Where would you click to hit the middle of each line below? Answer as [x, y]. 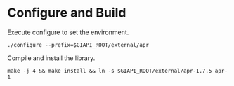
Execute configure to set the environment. [68, 32]
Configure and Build [67, 13]
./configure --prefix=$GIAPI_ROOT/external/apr [78, 45]
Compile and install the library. [51, 58]
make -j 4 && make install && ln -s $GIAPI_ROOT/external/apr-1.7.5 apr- [118, 71]
